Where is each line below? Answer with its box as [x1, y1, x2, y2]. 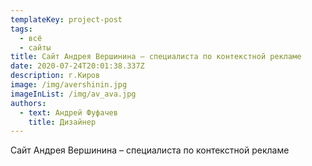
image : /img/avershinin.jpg [10, 80, 128, 90]
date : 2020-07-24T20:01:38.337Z [10, 61, 145, 71]
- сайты [19, 42, 52, 53]
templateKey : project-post [10, 14, 123, 25]
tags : [10, 24, 33, 34]
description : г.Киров [10, 71, 101, 81]
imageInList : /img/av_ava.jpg [10, 89, 137, 99]
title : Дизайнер [28, 117, 97, 127]
